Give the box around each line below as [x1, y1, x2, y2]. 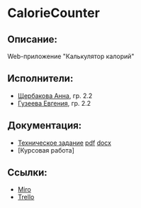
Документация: [7, 119, 82, 132]
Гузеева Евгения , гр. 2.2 [17, 99, 91, 107]
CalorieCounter [7, 5, 101, 21]
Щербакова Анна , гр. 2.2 [17, 91, 93, 100]
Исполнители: [7, 72, 74, 84]
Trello [17, 193, 35, 202]
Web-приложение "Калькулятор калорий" [7, 52, 135, 60]
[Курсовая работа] [17, 146, 74, 154]
